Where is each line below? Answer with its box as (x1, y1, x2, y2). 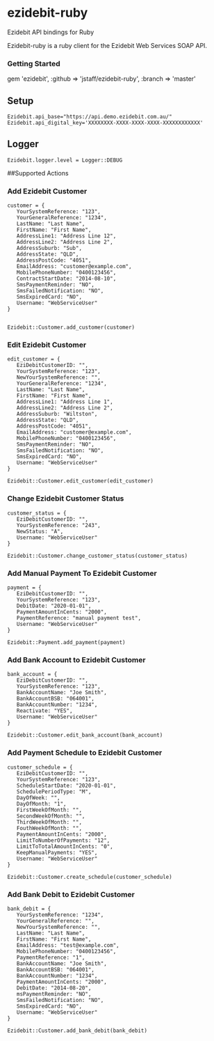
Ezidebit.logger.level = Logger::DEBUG (7, 157, 123, 164)
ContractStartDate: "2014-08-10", (16, 275, 117, 283)
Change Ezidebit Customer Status (7, 494, 124, 503)
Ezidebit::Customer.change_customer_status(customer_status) (7, 552, 188, 559)
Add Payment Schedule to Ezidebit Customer (7, 748, 163, 758)
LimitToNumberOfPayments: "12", (16, 837, 110, 844)
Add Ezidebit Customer (7, 186, 88, 196)
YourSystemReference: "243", (16, 522, 101, 529)
